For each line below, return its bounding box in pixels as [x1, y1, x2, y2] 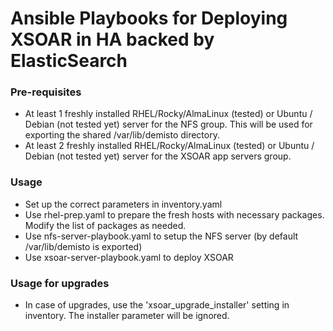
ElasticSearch [10, 50, 128, 72]
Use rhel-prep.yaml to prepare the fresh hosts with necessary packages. [24, 208, 325, 221]
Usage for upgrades [10, 276, 110, 290]
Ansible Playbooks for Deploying [10, 7, 288, 30]
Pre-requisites [10, 85, 82, 99]
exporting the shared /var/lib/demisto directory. [24, 129, 220, 141]
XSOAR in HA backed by [10, 28, 215, 51]
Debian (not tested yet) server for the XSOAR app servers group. [24, 150, 292, 162]
